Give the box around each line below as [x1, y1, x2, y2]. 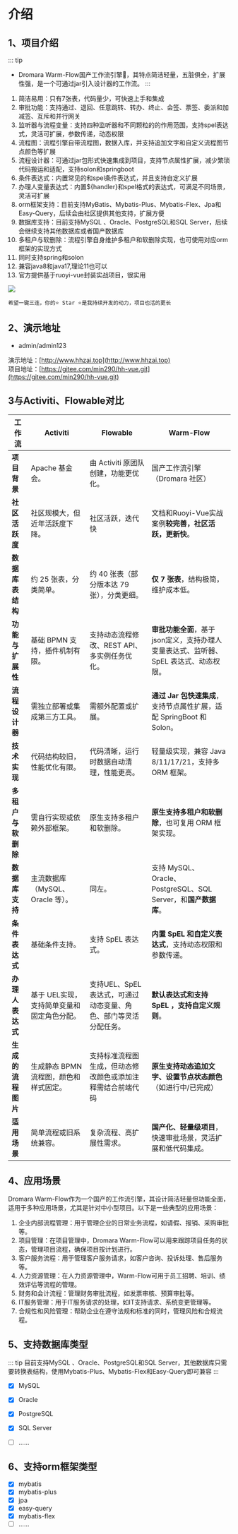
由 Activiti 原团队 [89, 457, 145, 467]
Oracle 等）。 [30, 894, 73, 904]
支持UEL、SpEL [89, 979, 142, 989]
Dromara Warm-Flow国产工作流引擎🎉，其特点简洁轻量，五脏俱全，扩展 [18, 71, 226, 78]
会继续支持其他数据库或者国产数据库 [18, 227, 124, 235]
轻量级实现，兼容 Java [151, 746, 226, 756]
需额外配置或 [89, 701, 133, 711]
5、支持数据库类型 [8, 1338, 89, 1350]
